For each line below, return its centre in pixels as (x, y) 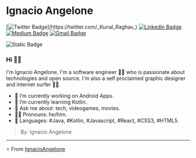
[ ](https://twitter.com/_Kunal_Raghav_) (72, 27)
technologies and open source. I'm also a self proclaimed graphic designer (96, 78)
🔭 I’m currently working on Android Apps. (64, 96)
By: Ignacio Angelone (46, 132)
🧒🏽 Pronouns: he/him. (41, 114)
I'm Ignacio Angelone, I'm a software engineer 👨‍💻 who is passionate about (95, 72)
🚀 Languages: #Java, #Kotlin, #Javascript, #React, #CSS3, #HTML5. (97, 121)
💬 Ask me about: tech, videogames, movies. (67, 108)
